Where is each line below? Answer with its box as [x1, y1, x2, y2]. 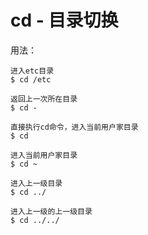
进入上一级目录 [10, 178, 63, 188]
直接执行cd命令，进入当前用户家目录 [10, 122, 139, 132]
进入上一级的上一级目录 [10, 206, 93, 216]
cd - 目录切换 [10, 9, 119, 32]
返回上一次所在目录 [10, 94, 78, 104]
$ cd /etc [10, 74, 52, 85]
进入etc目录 [10, 66, 55, 76]
